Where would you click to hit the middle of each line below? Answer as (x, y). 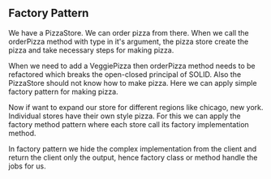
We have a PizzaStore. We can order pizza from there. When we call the (129, 32)
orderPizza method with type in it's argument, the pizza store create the (129, 41)
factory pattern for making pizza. (64, 92)
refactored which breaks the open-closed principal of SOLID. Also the (125, 74)
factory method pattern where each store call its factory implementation (129, 124)
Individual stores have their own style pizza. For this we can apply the (125, 116)
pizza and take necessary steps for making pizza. (91, 50)
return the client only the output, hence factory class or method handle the (133, 157)
